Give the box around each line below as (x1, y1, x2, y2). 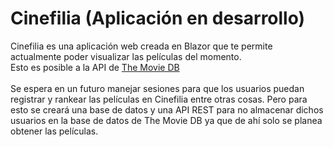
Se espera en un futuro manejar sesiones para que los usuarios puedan (10, 82, 305, 94)
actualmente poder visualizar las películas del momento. (10, 50, 242, 62)
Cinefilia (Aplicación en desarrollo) (10, 7, 306, 30)
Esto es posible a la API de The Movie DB (10, 61, 180, 73)
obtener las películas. (10, 125, 99, 137)
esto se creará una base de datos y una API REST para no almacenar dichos (10, 103, 324, 116)
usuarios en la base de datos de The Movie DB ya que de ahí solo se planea (10, 114, 323, 126)
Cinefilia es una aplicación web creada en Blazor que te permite (10, 40, 273, 52)
